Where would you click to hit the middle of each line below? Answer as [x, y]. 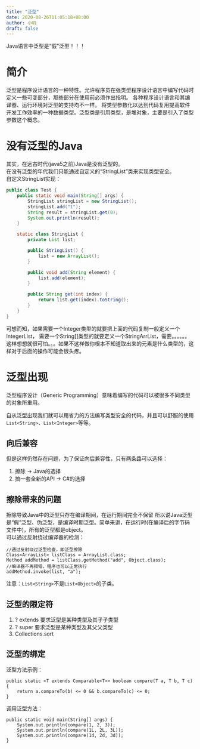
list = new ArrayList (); [69, 256]
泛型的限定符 [30, 604]
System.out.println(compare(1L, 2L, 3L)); [70, 730]
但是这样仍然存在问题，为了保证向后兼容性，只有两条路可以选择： [87, 459]
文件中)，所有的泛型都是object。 [46, 530]
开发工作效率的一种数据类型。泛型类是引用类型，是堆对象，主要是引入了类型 [100, 112]
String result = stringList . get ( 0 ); [73, 212]
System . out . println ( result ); [64, 218]
